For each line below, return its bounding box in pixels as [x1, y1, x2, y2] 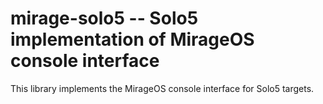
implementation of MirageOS [10, 28, 255, 51]
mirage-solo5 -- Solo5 [10, 7, 199, 30]
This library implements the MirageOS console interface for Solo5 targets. [10, 82, 315, 94]
